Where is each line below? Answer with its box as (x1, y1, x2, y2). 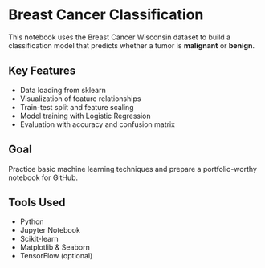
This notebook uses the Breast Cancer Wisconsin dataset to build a (8, 32, 231, 42)
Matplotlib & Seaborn (19, 242, 90, 252)
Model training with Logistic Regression (19, 111, 151, 120)
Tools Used (8, 195, 66, 209)
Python (19, 217, 44, 226)
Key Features (8, 64, 76, 78)
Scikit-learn (19, 234, 59, 244)
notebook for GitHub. (8, 173, 79, 182)
